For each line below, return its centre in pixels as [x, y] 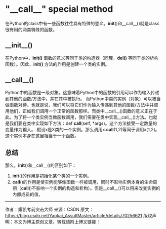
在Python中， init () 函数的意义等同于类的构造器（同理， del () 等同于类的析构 [82, 58]
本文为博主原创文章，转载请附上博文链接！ [57, 222]
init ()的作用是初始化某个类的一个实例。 [52, 176]
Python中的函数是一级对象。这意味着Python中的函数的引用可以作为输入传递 [82, 92]
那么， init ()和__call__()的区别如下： [41, 165]
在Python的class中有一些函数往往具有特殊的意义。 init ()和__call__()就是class [82, 23]
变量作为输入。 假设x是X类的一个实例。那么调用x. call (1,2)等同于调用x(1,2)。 [82, 129]
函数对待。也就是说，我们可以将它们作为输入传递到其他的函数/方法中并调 [84, 105]
